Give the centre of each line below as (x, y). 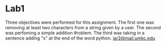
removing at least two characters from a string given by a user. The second (83, 27)
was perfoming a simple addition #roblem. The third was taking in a (75, 33)
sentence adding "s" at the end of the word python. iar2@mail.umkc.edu (80, 38)
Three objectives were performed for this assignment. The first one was (80, 22)
